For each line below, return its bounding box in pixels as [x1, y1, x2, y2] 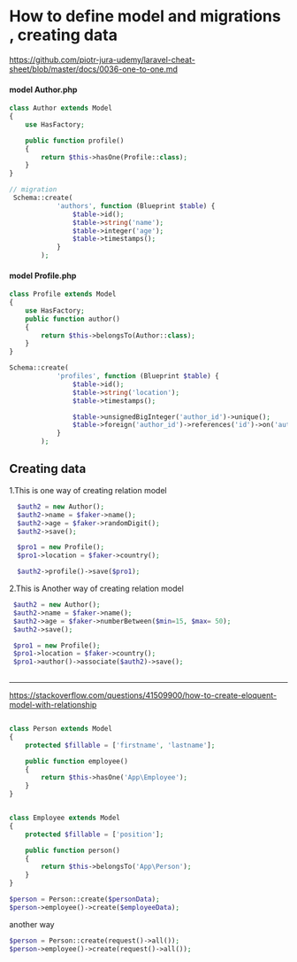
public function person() [25, 846, 121, 855]
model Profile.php [9, 270, 77, 281]
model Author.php [9, 84, 78, 95]
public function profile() [25, 136, 125, 145]
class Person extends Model [9, 725, 113, 733]
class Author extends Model [9, 104, 113, 112]
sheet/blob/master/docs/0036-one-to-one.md [9, 64, 179, 74]
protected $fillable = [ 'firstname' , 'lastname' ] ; [25, 741, 216, 749]
